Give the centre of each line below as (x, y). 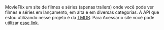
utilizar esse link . (22, 23)
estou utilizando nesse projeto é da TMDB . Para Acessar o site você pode (80, 17)
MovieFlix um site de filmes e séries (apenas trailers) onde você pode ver (80, 7)
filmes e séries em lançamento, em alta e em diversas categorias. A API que (82, 12)
